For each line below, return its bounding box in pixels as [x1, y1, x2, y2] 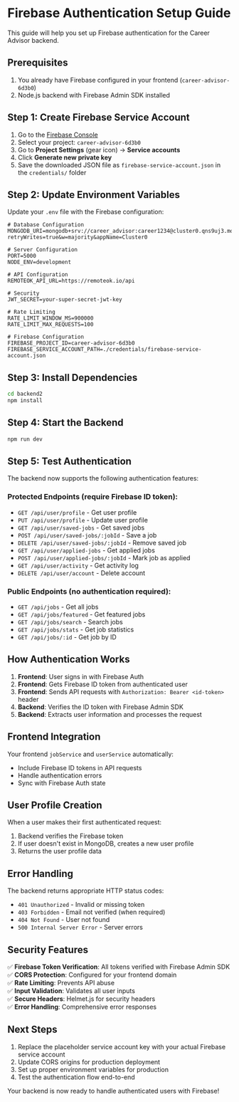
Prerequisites [7, 57, 68, 69]
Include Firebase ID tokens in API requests [17, 763, 142, 772]
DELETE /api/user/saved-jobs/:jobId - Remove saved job [17, 538, 187, 547]
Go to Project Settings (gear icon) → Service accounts [17, 145, 181, 154]
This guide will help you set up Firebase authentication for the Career [7, 28, 210, 37]
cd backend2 [7, 390, 43, 398]
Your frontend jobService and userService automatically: [7, 750, 174, 758]
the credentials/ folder [17, 168, 87, 177]
